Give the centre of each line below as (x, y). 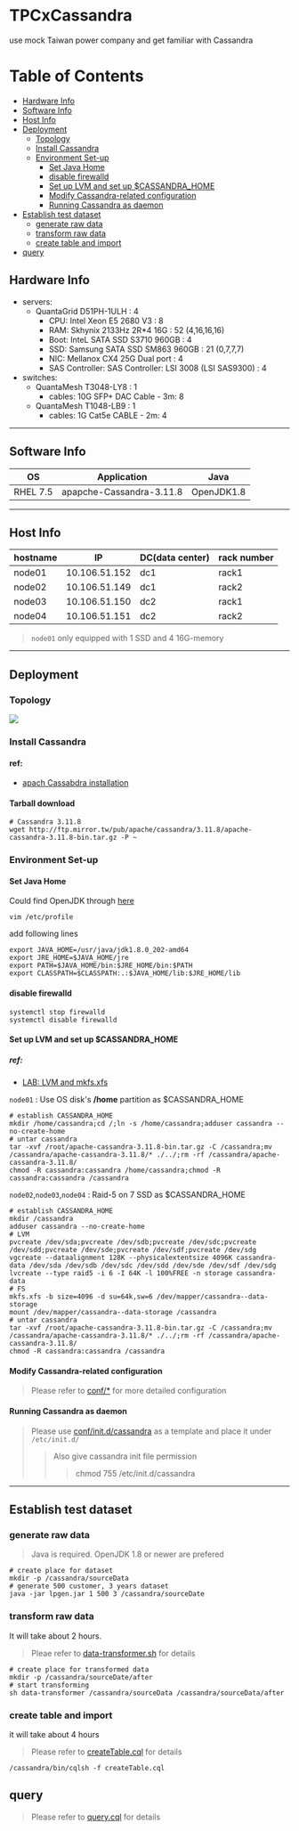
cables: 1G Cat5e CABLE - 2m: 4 (108, 415)
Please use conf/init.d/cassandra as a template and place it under (151, 1431)
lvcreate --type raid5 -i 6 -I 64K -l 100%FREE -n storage (121, 1274)
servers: (37, 301)
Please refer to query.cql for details (96, 1817)
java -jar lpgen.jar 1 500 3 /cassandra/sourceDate (107, 1594)
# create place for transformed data (79, 1669)
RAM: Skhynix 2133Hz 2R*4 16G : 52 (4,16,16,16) (137, 330)
